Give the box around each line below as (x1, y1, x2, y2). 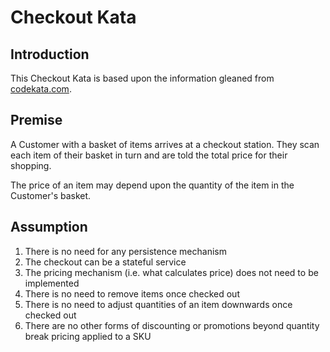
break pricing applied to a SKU (24, 330, 152, 342)
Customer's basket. (10, 189, 92, 201)
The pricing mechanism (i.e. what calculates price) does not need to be (24, 266, 319, 278)
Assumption (10, 219, 88, 236)
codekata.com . (10, 83, 72, 95)
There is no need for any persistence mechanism (24, 245, 227, 257)
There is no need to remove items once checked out (24, 287, 240, 300)
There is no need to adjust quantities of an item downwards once (24, 298, 293, 310)
